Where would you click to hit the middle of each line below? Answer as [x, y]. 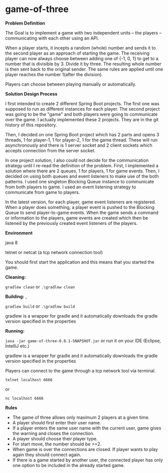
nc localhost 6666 [24, 398]
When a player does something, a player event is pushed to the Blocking [80, 207]
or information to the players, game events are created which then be [77, 218]
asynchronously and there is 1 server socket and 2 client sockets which [79, 145]
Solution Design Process [31, 94]
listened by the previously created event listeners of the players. [71, 223]
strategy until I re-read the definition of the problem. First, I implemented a [82, 165]
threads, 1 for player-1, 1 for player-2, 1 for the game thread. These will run [81, 140]
